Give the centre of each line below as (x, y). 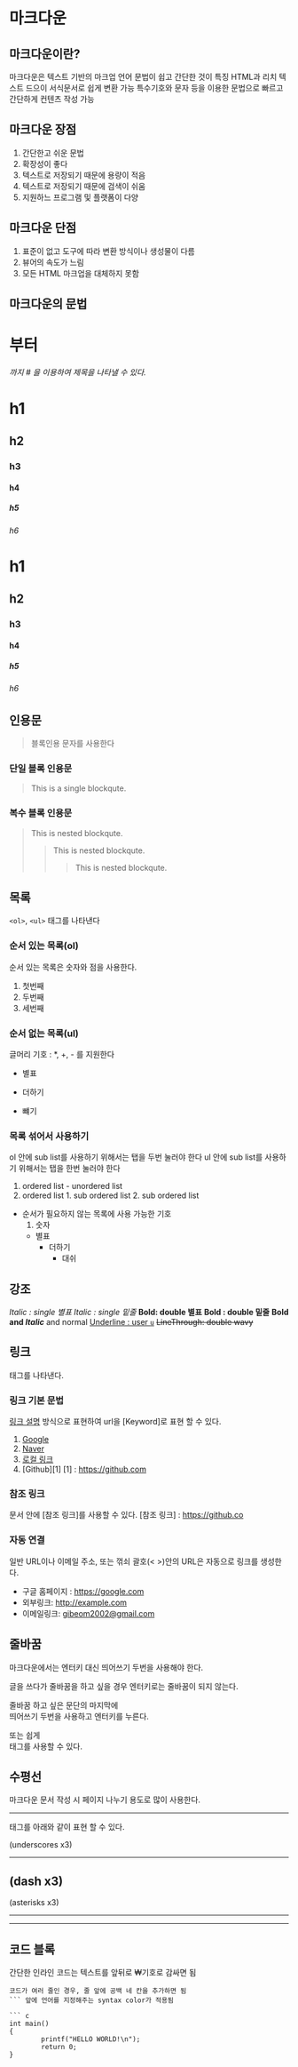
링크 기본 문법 (37, 1401)
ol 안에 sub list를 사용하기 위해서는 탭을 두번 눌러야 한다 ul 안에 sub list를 (136, 1157)
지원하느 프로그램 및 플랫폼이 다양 (80, 197)
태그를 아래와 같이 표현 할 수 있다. (67, 1827)
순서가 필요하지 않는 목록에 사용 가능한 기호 (97, 1214)
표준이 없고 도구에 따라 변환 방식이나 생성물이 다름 (108, 251)
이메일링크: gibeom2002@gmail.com (88, 1613)
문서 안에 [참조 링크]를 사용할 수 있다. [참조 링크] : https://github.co (126, 1515)
